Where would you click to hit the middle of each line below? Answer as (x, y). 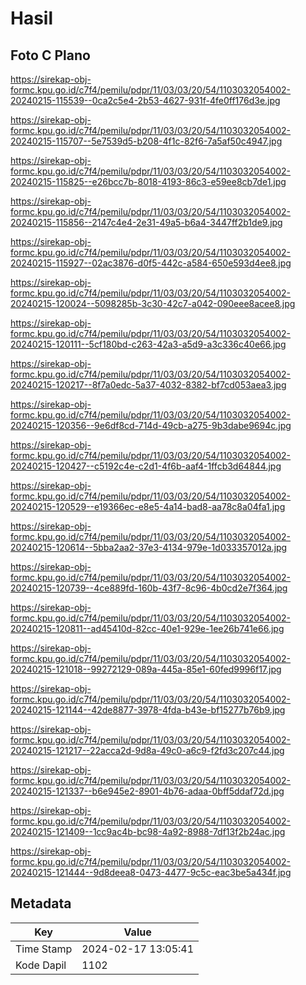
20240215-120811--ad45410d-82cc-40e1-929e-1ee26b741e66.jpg (147, 628)
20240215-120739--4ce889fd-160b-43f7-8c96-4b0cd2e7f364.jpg (149, 588)
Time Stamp (44, 949)
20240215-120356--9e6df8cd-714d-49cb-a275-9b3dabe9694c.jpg (151, 425)
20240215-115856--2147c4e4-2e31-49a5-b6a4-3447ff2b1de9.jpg (146, 222)
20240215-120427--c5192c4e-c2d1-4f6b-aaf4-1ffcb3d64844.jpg (146, 466)
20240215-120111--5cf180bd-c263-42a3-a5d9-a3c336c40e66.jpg (148, 344)
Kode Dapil (41, 965)
